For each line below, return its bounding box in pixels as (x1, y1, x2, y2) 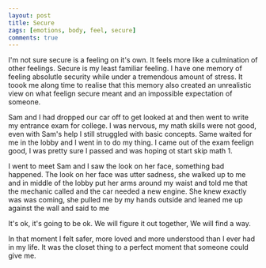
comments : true (8, 33, 59, 42)
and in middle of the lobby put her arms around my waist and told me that (8, 179, 248, 188)
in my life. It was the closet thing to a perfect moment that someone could (8, 243, 249, 252)
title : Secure (8, 19, 55, 27)
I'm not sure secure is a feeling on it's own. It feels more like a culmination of (8, 55, 258, 65)
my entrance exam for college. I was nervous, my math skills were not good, (8, 121, 257, 130)
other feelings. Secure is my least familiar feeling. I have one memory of (8, 64, 243, 74)
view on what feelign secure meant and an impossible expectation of (8, 89, 233, 99)
